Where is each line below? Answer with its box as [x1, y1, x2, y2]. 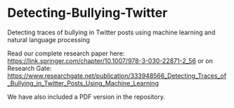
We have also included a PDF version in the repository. [7, 93, 165, 101]
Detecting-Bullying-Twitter [7, 5, 168, 21]
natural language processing [7, 35, 90, 43]
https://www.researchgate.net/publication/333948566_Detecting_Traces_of [7, 72, 227, 80]
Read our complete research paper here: [7, 49, 125, 58]
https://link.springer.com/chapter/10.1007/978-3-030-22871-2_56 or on [7, 56, 213, 65]
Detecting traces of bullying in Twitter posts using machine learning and [7, 28, 216, 36]
